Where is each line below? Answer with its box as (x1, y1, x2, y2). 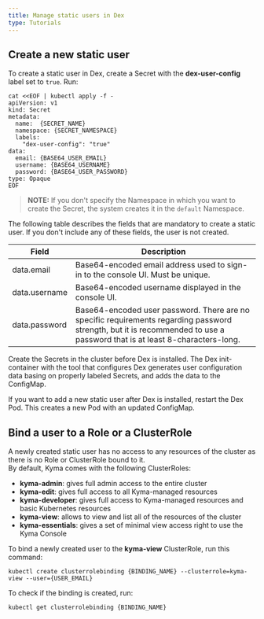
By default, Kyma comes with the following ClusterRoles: (8, 463, 191, 473)
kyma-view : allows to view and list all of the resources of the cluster (19, 512, 242, 521)
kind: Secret (8, 106, 51, 114)
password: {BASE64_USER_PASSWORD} (15, 168, 128, 176)
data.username (12, 287, 68, 298)
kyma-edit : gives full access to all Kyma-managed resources (19, 487, 218, 496)
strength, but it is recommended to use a (75, 324, 225, 335)
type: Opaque (8, 175, 51, 183)
